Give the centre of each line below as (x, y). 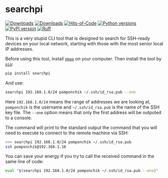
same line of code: (24, 161)
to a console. (19, 118)
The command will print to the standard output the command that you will (81, 127)
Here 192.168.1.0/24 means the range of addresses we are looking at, (78, 102)
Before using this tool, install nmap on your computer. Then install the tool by (83, 58)
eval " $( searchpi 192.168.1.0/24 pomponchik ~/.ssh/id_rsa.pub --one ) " (82, 171)
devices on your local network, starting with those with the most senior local (84, 43)
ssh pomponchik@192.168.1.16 (36, 147)
